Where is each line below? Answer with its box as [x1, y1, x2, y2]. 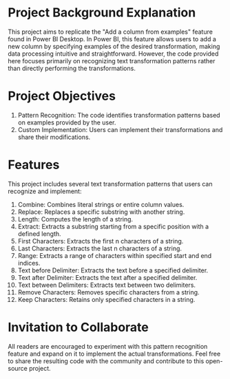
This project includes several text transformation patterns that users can [8, 180, 213, 188]
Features [8, 157, 60, 173]
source [8, 364, 28, 372]
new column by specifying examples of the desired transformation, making [8, 42, 220, 50]
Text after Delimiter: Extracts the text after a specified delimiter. [17, 273, 198, 281]
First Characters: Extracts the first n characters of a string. [17, 237, 184, 245]
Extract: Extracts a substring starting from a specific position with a [17, 222, 209, 230]
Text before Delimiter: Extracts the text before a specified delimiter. [17, 266, 209, 274]
